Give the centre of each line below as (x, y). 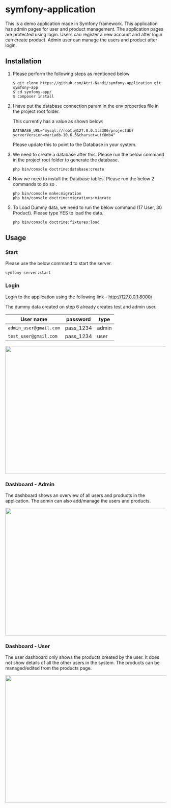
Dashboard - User (28, 646)
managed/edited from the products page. (49, 668)
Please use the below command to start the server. (59, 264)
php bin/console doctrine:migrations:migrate (62, 198)
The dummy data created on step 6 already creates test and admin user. (81, 306)
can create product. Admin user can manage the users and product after (81, 40)
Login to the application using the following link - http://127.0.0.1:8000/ (79, 297)
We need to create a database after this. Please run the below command (88, 154)
